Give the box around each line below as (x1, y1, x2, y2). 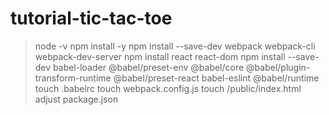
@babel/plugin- (246, 61, 311, 73)
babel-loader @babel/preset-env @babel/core (53, 61, 245, 73)
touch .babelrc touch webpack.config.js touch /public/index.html (34, 82, 302, 94)
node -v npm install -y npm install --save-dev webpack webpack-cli (34, 40, 316, 52)
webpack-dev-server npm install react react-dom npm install (34, 50, 286, 62)
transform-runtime (34, 72, 112, 84)
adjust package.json (34, 93, 119, 105)
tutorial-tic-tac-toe (10, 7, 173, 30)
